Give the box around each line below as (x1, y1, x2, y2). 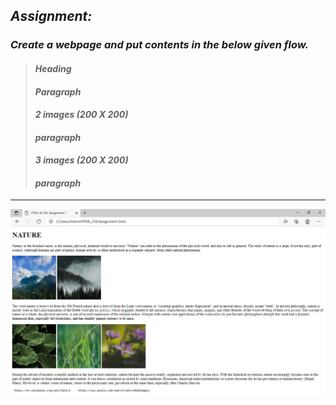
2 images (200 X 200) (34, 109, 129, 121)
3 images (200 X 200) (34, 154, 129, 166)
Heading (34, 62, 72, 74)
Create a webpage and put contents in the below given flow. (10, 38, 309, 52)
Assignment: (10, 8, 93, 25)
